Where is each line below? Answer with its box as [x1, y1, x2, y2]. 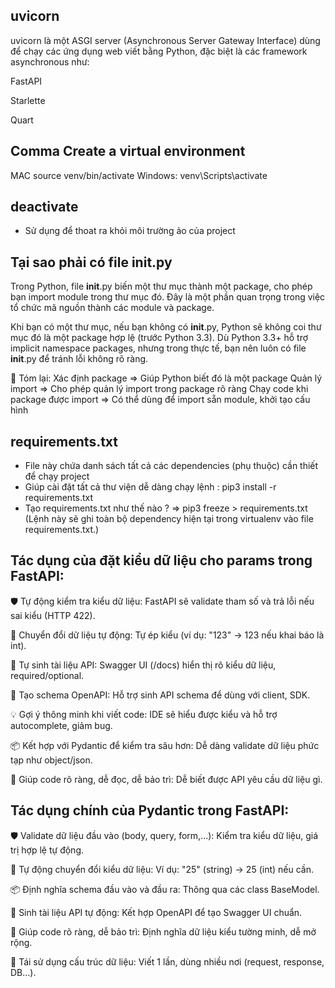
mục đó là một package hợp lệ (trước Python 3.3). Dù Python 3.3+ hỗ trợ [10, 332, 309, 344]
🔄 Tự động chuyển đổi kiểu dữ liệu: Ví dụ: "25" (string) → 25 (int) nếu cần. [10, 863, 314, 875]
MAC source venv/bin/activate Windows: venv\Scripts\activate [10, 169, 268, 181]
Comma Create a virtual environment [10, 143, 246, 160]
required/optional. [10, 669, 85, 681]
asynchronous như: [10, 55, 90, 68]
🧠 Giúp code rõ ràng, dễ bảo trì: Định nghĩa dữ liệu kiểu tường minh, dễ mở [10, 925, 317, 938]
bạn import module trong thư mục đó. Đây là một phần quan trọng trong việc [10, 291, 326, 303]
